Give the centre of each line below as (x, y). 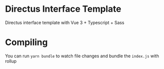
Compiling (26, 42)
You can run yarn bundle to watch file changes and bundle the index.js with (82, 56)
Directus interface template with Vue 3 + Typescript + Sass (65, 23)
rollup (11, 61)
